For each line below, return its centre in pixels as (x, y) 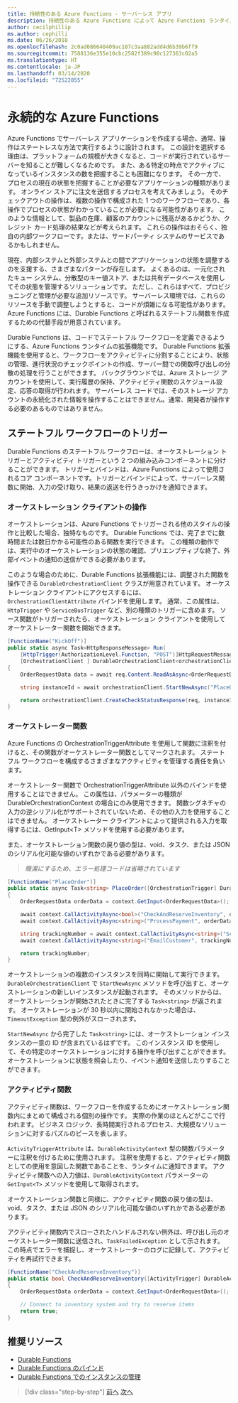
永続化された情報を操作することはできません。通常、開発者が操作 (128, 399)
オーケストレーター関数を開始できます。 (66, 628)
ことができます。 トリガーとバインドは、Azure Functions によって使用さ (119, 469)
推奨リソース (35, 1342)
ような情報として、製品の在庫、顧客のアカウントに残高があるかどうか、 (119, 218)
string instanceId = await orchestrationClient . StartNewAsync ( (115, 687)
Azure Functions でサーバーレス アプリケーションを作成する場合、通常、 (113, 139)
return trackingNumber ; (55, 953)
